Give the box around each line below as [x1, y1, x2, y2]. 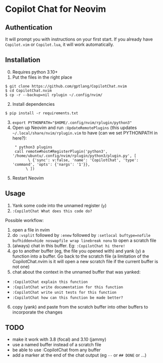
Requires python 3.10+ [12, 69, 58, 75]
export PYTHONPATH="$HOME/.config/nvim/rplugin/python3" [12, 120, 132, 125]
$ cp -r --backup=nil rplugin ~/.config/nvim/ [5, 92, 103, 97]
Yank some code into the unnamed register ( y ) [12, 202, 107, 208]
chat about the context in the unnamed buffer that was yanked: [12, 269, 141, 275]
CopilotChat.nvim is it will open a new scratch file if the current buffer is [12, 258, 159, 264]
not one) [12, 264, 30, 270]
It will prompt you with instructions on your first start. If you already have [5, 36, 153, 42]
